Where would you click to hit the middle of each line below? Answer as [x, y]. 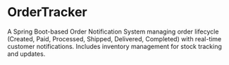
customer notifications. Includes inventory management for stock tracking [114, 46]
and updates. [26, 54]
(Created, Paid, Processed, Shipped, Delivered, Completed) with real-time [114, 38]
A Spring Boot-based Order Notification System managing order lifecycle [113, 31]
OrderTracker [47, 12]
